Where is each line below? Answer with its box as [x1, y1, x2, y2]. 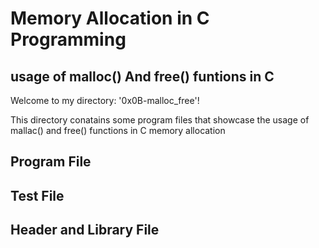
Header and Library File [10, 222, 160, 239]
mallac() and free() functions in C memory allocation [10, 125, 226, 136]
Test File [10, 187, 65, 204]
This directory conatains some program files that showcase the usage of [10, 114, 310, 126]
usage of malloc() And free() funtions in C [10, 68, 275, 85]
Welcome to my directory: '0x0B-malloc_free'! [10, 95, 200, 106]
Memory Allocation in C [10, 7, 210, 30]
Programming [10, 28, 127, 51]
